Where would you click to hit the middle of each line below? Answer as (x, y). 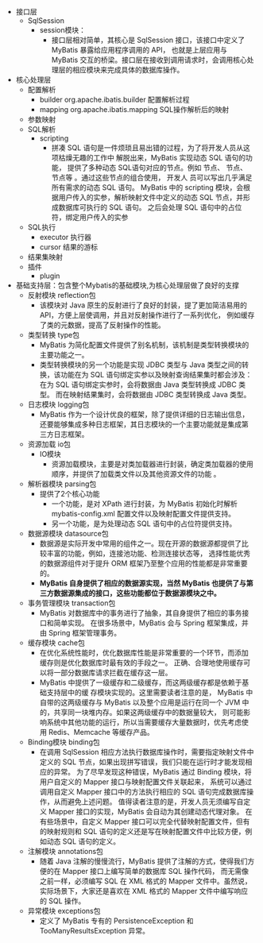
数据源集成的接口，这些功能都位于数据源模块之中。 (137, 593)
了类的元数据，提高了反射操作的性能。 (102, 325)
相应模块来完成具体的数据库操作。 (128, 70)
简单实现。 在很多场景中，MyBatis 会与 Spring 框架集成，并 (151, 623)
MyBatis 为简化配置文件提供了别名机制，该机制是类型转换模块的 (144, 345)
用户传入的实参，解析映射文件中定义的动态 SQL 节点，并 (151, 197)
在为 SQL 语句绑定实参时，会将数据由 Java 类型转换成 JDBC (138, 385)
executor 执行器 (66, 237)
